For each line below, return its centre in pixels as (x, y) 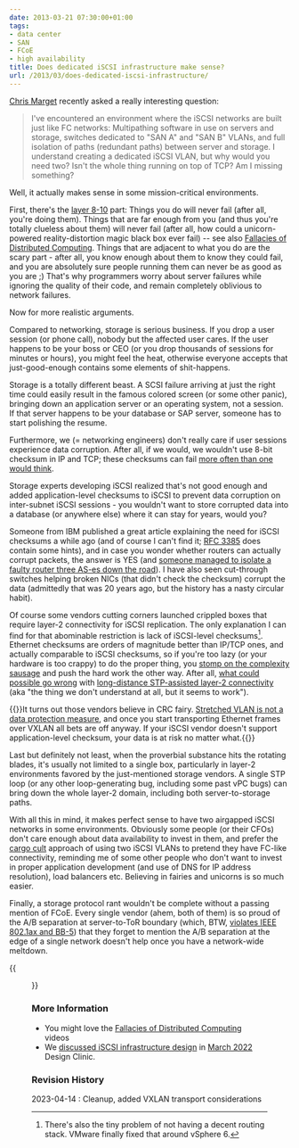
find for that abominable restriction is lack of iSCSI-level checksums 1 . (136, 634)
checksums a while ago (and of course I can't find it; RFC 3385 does (135, 541)
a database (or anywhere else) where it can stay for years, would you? (138, 514)
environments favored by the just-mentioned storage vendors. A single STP (148, 774)
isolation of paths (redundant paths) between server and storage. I (153, 146)
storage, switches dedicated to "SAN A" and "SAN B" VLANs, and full (158, 137)
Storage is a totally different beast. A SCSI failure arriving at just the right (142, 384)
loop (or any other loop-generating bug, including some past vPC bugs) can (148, 784)
